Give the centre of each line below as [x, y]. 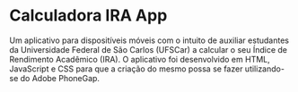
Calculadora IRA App [88, 16]
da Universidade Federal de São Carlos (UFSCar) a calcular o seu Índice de [148, 49]
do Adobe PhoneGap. [60, 78]
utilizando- [265, 69]
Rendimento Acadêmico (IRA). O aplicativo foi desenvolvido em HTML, [140, 59]
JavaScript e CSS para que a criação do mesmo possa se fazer [126, 69]
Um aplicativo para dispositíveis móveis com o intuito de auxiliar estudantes [149, 40]
